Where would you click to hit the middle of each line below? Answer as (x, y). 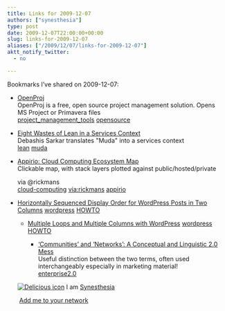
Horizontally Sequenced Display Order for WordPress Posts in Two (112, 202)
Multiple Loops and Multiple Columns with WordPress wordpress (120, 223)
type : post (23, 26)
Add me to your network (54, 300)
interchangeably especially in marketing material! (108, 266)
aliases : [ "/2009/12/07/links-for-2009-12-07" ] (77, 46)
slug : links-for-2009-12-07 (48, 39)
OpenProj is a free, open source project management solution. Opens (116, 105)
